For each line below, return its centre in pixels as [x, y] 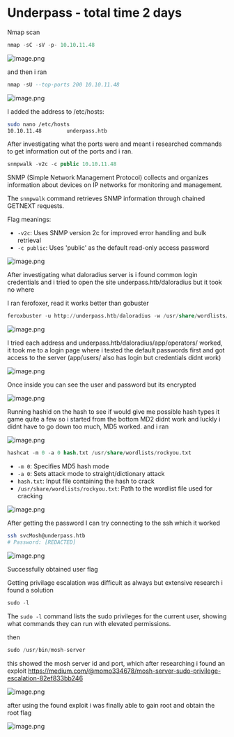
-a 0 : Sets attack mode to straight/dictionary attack [91, 474]
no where [21, 290]
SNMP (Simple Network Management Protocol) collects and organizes [108, 178]
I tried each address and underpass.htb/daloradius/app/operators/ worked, [115, 343]
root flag [19, 713]
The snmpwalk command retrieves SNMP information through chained [106, 199]
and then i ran [27, 72]
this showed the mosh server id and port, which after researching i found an [116, 663]
